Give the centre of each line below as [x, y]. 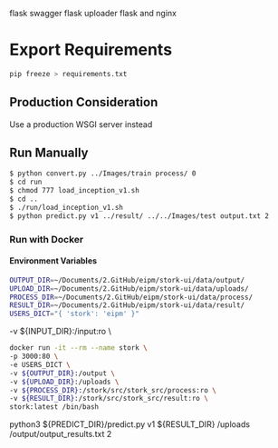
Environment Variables [53, 261]
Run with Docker [47, 239]
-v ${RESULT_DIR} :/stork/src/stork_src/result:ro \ [109, 399]
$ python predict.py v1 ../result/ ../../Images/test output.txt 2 [139, 216]
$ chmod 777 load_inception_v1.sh [75, 191]
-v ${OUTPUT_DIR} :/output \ [62, 373]
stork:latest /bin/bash [54, 407]
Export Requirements [91, 50]
